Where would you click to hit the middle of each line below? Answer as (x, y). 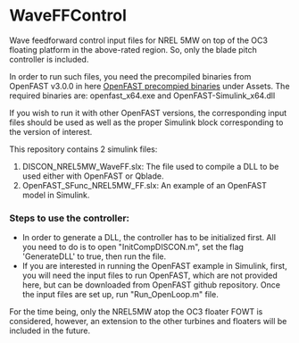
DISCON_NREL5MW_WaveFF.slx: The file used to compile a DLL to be (150, 166)
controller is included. (49, 59)
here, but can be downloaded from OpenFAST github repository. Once (151, 285)
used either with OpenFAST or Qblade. (93, 176)
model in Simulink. (56, 195)
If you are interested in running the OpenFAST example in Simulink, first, (154, 266)
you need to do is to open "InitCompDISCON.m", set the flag (133, 247)
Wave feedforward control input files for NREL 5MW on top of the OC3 (138, 40)
